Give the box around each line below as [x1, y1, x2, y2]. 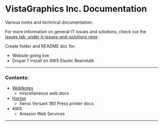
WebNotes [12, 85, 33, 91]
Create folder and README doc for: [5, 43, 76, 49]
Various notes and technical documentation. [5, 19, 93, 25]
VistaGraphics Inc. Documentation [5, 3, 147, 14]
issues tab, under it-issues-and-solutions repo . [5, 34, 99, 40]
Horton [12, 96, 27, 101]
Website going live [12, 52, 49, 58]
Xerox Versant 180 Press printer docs [19, 100, 94, 107]
